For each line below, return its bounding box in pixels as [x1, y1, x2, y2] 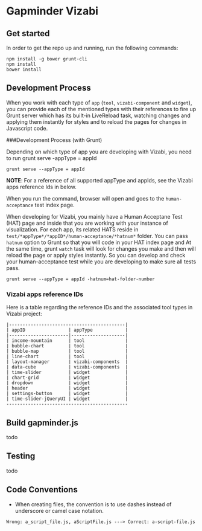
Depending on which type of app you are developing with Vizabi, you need [6, 148, 192, 155]
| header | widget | [6, 385, 128, 391]
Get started [6, 28, 50, 39]
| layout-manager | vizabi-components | [6, 359, 128, 365]
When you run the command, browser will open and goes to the [6, 195, 165, 202]
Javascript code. [6, 124, 48, 132]
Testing [6, 451, 36, 462]
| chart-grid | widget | [6, 375, 128, 381]
